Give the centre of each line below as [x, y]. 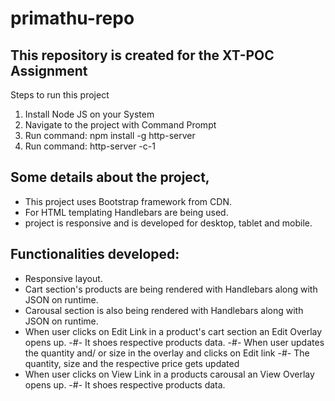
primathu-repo [72, 18]
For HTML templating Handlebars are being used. [126, 212]
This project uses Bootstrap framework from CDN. [128, 201]
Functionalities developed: [95, 254]
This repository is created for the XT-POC [142, 55]
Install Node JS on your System [89, 114]
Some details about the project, [110, 177]
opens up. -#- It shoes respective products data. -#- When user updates [174, 342]
